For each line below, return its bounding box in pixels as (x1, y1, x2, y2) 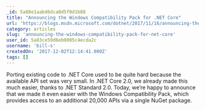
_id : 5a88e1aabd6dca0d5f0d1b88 (6, 9, 86, 15)
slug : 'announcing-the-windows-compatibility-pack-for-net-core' (6, 32, 176, 38)
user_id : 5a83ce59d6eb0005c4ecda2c (6, 37, 97, 43)
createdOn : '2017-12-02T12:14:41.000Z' (6, 49, 108, 55)
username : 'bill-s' (6, 43, 56, 49)
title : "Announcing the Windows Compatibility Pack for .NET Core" (6, 15, 182, 21)
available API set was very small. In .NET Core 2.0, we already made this (6, 77, 188, 84)
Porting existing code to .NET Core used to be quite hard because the (6, 70, 181, 78)
